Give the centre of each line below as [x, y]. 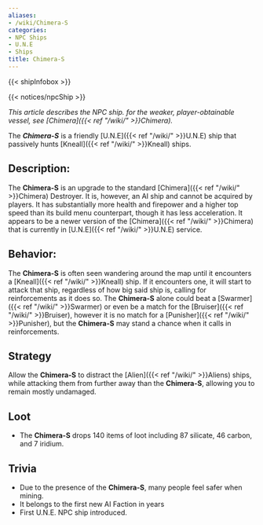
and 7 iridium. [42, 444]
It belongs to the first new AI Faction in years [92, 504]
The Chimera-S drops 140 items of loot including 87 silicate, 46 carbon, [136, 435]
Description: [39, 169]
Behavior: [33, 254]
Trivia [22, 468]
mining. [32, 495]
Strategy [30, 356]
